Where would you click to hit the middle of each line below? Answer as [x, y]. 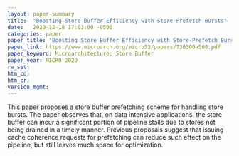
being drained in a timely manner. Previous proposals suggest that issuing [116, 130]
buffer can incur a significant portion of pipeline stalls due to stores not [111, 123]
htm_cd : [19, 73]
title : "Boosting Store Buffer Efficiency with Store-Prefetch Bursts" [117, 21]
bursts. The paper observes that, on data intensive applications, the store [115, 115]
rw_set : [19, 67]
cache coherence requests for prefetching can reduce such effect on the [115, 137]
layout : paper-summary [41, 14]
